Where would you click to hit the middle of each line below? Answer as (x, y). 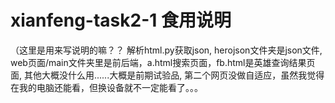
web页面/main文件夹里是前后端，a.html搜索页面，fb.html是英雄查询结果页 (163, 62)
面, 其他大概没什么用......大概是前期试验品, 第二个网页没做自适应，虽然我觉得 (167, 75)
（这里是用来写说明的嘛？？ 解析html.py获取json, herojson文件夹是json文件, (166, 50)
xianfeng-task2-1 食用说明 (121, 20)
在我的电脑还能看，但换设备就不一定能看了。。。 (106, 87)
